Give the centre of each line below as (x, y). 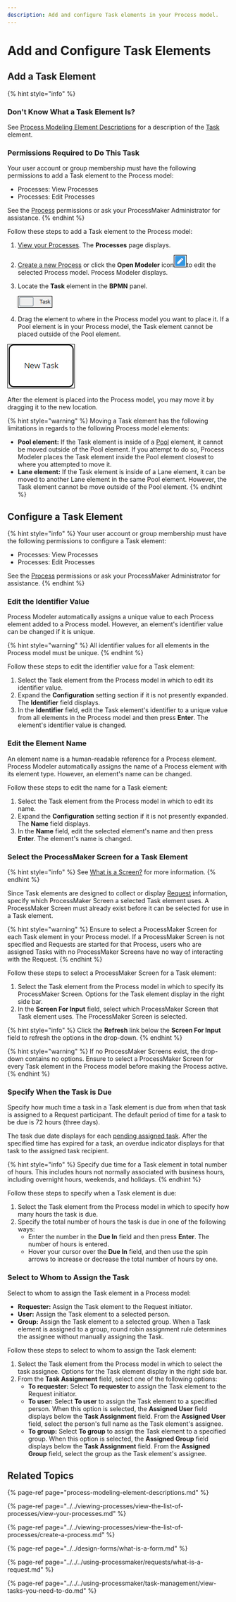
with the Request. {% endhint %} (55, 959)
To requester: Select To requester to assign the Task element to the (127, 1386)
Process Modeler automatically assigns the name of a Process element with (117, 766)
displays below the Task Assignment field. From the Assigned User (127, 1416)
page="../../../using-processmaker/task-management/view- (131, 1583)
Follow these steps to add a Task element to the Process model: (100, 232)
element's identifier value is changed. (72, 725)
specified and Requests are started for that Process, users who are (105, 944)
